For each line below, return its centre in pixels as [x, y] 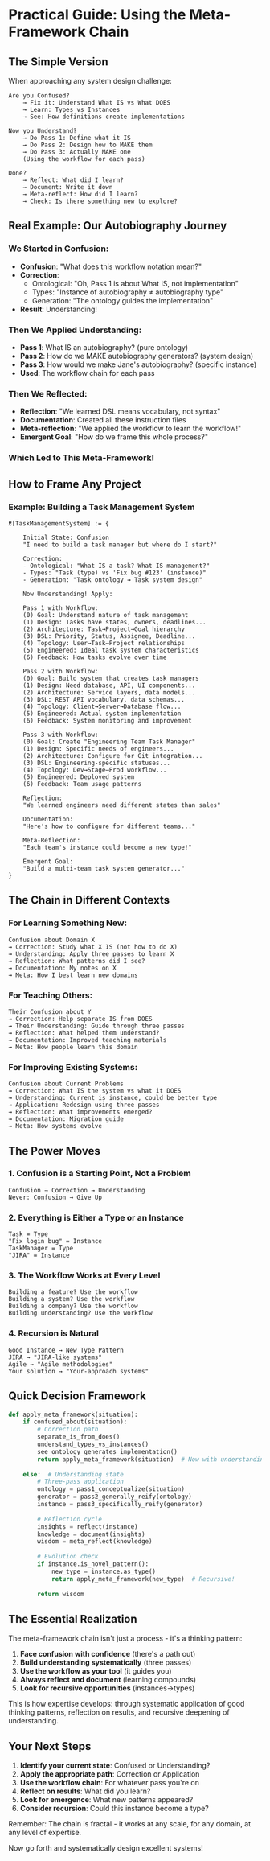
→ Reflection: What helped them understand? [84, 1033]
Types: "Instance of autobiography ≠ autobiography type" [128, 292]
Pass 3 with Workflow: [61, 735]
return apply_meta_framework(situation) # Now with [127, 1459]
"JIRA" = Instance [39, 1256]
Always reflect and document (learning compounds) [108, 1680]
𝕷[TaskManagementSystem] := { [59, 523]
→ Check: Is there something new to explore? [100, 201]
